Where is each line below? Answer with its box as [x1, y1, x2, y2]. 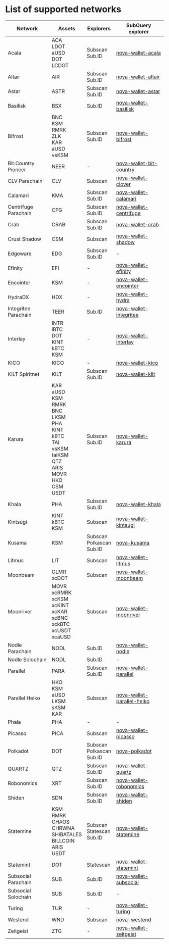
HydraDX [8, 293, 29, 301]
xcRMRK [51, 589, 72, 596]
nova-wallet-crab [116, 221, 159, 228]
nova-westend [116, 916, 152, 923]
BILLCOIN [51, 837, 75, 844]
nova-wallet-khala [116, 501, 161, 508]
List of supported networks [5, 4, 122, 15]
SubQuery [126, 22, 151, 29]
